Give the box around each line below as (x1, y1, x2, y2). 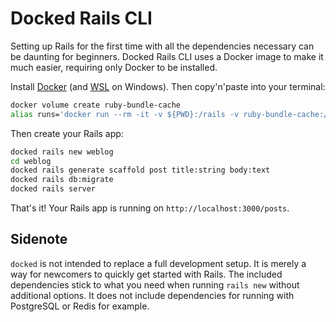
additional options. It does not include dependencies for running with (10, 289, 295, 301)
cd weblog (10, 156, 52, 166)
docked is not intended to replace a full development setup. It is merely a (10, 257, 307, 269)
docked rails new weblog (10, 147, 114, 157)
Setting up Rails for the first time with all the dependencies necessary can (10, 40, 315, 52)
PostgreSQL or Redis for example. (10, 300, 150, 312)
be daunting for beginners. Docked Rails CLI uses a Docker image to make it (10, 50, 324, 62)
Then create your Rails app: (10, 127, 124, 139)
